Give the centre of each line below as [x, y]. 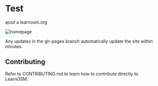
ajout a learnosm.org [26, 22]
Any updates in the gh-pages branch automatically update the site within [79, 41]
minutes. [14, 46]
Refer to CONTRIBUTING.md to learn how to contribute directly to [72, 74]
